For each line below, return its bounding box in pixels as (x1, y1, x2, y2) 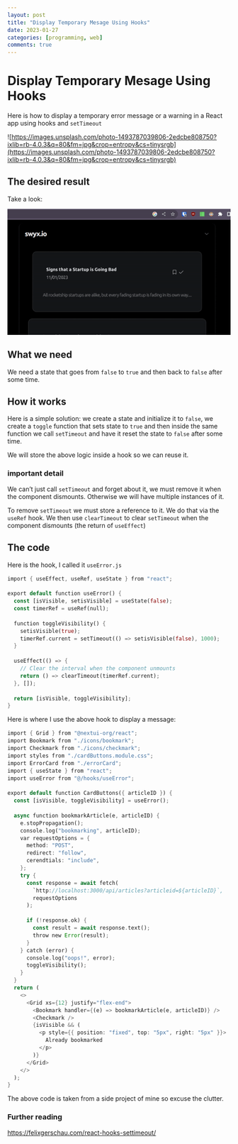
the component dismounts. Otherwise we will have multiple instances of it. (7, 492, 225, 500)
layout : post (7, 11, 46, 18)
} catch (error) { (20, 947, 74, 954)
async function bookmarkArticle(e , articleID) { (13, 812, 160, 819)
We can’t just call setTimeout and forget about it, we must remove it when (7, 485, 222, 493)
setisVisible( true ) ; (20, 627, 81, 634)
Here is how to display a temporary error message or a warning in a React (7, 111, 223, 120)
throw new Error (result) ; (33, 932, 110, 939)
